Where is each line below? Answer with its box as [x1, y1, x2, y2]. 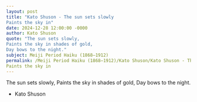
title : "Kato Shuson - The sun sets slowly [6, 14, 114, 20]
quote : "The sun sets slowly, [6, 36, 80, 42]
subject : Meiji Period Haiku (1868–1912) [6, 52, 109, 58]
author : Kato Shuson [6, 30, 57, 36]
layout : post [6, 8, 38, 15]
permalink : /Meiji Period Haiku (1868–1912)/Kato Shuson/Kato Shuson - [6, 57, 185, 63]
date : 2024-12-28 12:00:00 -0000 [6, 25, 88, 31]
